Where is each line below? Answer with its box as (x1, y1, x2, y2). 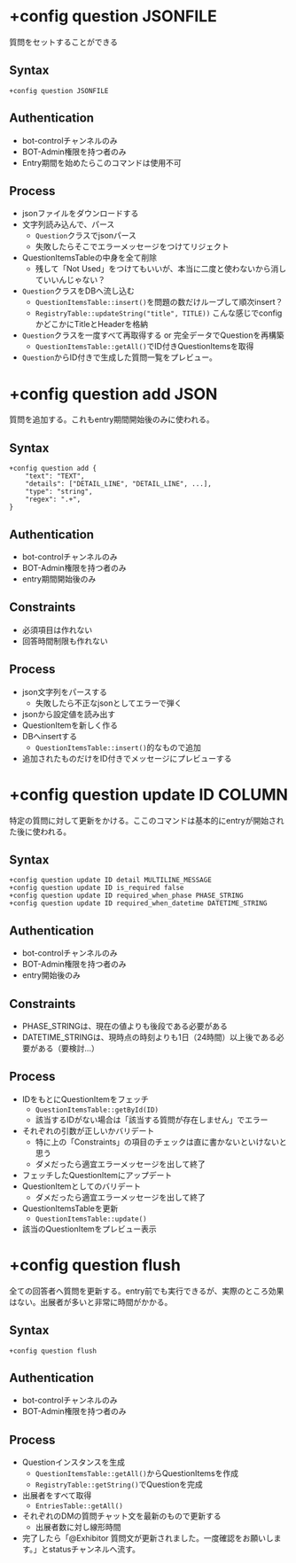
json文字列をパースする (21, 686, 108, 697)
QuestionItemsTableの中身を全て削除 (21, 253, 158, 263)
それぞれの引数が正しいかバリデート (21, 1125, 155, 1136)
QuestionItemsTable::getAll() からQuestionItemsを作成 (35, 1468, 239, 1479)
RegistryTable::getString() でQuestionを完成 (35, 1479, 203, 1490)
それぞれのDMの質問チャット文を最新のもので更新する (21, 1511, 222, 1521)
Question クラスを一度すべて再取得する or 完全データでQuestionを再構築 (21, 330, 284, 340)
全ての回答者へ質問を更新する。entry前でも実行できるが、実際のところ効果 (9, 1286, 284, 1296)
